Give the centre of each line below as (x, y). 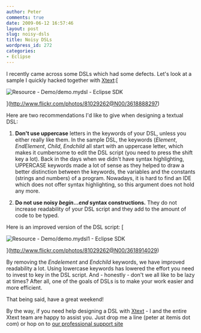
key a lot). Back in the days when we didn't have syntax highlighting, (99, 159)
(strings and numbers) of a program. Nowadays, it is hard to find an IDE (103, 178)
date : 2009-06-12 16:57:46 (40, 23)
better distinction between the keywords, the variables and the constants (105, 172)
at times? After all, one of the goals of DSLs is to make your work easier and (100, 281)
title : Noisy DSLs (29, 40)
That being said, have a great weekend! (55, 299)
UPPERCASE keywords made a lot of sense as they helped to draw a (100, 165)
